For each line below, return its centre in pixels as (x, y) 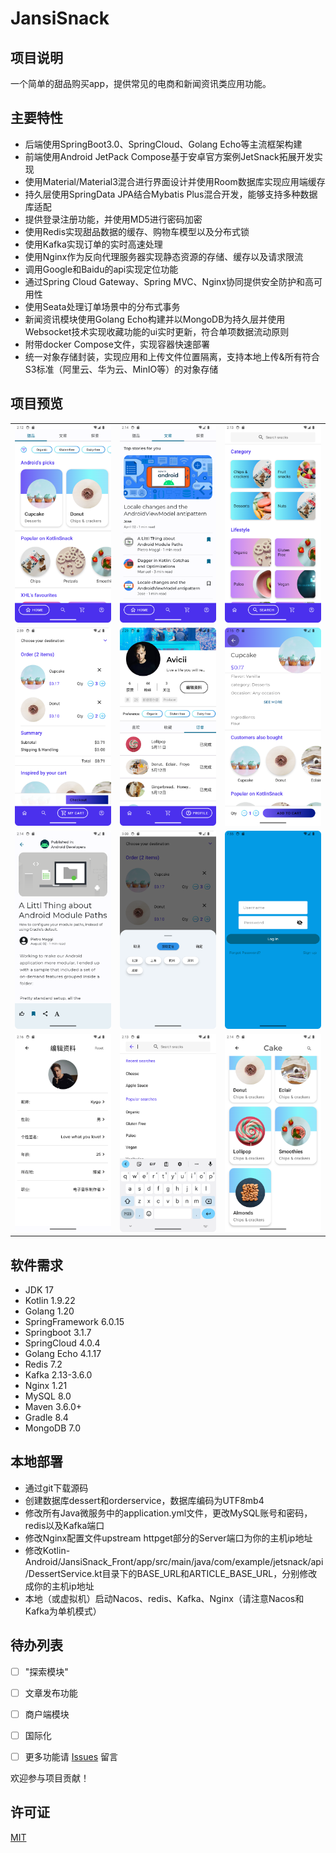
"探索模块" (46, 1671)
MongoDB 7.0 (52, 1428)
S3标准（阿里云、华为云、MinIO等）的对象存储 (121, 369)
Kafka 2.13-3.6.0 (58, 1375)
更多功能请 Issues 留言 (71, 1756)
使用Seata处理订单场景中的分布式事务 (102, 306)
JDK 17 (39, 1290)
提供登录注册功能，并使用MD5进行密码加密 (113, 219)
